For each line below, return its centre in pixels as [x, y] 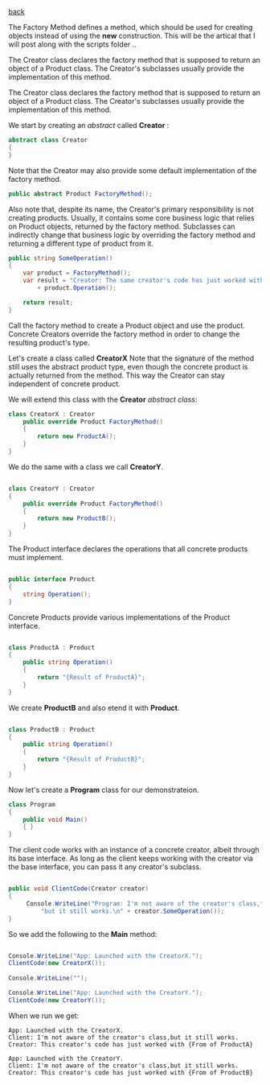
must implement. [36, 557]
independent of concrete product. [64, 384]
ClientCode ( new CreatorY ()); [57, 1000]
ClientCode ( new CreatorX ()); [57, 963]
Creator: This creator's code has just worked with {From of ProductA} [131, 1044]
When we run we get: [44, 1015]
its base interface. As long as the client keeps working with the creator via [131, 858]
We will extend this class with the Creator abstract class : [103, 399]
